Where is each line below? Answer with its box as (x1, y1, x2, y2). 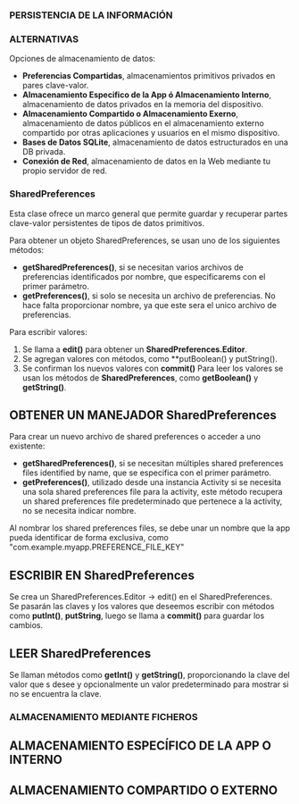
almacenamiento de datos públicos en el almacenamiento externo (21, 118, 265, 129)
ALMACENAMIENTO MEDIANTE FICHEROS (9, 710, 198, 723)
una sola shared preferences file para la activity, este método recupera (21, 487, 283, 498)
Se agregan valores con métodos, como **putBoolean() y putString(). (21, 353, 278, 364)
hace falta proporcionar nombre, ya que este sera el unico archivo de (21, 299, 277, 310)
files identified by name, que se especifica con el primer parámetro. (21, 467, 272, 478)
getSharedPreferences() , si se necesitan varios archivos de (21, 262, 244, 272)
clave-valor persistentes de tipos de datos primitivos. (9, 217, 205, 228)
